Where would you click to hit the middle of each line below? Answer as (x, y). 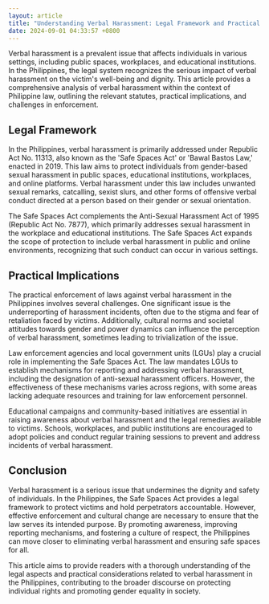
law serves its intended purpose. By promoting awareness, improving (123, 524)
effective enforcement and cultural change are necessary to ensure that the (134, 516)
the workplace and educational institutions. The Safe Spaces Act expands (130, 233)
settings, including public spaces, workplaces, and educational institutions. (132, 62)
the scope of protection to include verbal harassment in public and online (129, 242)
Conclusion (38, 471)
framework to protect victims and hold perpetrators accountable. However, (132, 507)
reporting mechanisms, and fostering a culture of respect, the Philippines (129, 533)
